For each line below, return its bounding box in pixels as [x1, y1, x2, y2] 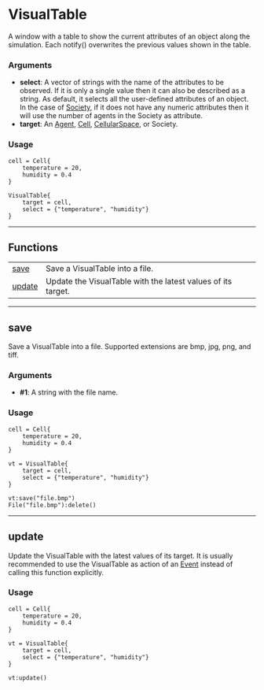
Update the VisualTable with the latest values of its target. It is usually [8, 551, 233, 560]
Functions [8, 240, 59, 254]
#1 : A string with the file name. [19, 388, 119, 397]
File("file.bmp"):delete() [8, 501, 97, 509]
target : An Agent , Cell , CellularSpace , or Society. [19, 120, 178, 129]
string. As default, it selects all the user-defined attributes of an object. [19, 95, 249, 104]
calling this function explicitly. [8, 567, 104, 577]
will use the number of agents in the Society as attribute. [19, 111, 203, 121]
